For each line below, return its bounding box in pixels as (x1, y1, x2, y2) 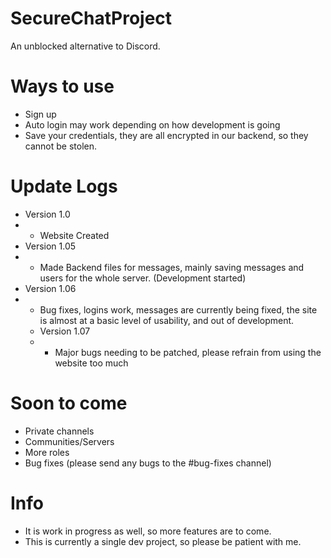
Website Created (39, 229, 110, 241)
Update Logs (10, 175, 118, 198)
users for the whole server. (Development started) (39, 272, 247, 284)
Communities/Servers (24, 435, 115, 447)
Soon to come (10, 392, 128, 414)
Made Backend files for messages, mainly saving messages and (39, 261, 305, 273)
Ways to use (10, 75, 115, 98)
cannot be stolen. (24, 140, 98, 152)
